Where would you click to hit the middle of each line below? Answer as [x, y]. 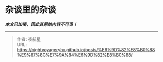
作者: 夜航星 [29, 39]
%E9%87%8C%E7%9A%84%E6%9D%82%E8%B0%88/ [75, 55]
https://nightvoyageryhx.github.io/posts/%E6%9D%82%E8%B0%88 [86, 49]
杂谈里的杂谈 [31, 10]
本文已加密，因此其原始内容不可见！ [41, 24]
